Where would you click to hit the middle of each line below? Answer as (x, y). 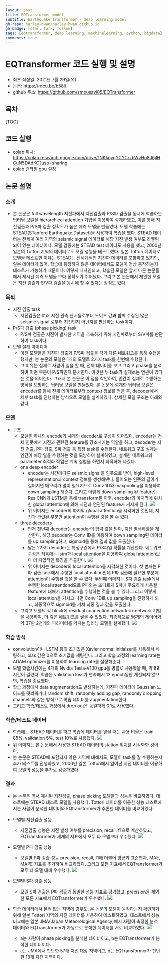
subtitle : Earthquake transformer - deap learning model (66, 19)
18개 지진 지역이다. (44, 957)
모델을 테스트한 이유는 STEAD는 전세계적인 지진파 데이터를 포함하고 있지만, (86, 258)
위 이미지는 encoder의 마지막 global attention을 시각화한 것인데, (91, 510)
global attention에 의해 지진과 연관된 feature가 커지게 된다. (91, 504)
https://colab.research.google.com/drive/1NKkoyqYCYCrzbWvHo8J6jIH (87, 158)
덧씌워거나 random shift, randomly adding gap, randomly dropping (94, 693)
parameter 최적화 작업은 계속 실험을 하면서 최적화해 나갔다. (78, 461)
